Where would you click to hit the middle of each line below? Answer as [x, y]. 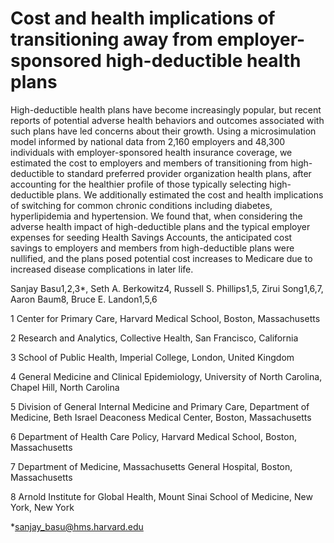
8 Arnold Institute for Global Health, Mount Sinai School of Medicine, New [161, 496]
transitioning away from [111, 39]
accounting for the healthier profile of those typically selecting [139, 184]
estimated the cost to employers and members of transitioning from [149, 163]
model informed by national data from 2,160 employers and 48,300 [148, 141]
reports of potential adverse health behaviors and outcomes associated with [167, 120]
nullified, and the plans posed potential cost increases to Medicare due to [161, 258]
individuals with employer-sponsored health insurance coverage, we [151, 152]
